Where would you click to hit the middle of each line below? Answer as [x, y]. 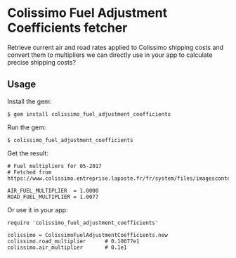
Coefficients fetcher [67, 28]
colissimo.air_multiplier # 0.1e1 [67, 247]
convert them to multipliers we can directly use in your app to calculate [110, 55]
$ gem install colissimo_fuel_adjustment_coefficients [89, 114]
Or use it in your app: [38, 209]
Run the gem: [27, 127]
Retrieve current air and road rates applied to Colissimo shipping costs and [115, 47]
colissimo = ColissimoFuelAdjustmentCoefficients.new [88, 235]
